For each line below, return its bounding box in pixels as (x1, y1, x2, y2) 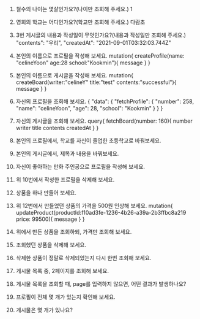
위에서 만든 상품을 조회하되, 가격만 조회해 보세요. (15, 228, 132, 235)
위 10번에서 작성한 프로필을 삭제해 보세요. (15, 176, 115, 183)
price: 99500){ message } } (15, 215, 85, 223)
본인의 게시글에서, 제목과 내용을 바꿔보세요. (15, 150, 119, 157)
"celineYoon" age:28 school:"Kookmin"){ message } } (15, 59, 150, 66)
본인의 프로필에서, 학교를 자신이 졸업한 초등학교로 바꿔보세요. (15, 137, 161, 144)
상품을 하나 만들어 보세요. (15, 189, 77, 196)
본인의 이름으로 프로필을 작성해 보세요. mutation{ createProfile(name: (15, 52, 185, 60)
